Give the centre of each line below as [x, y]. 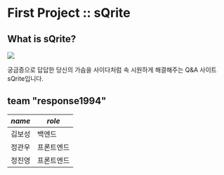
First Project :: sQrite [69, 13]
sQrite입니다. [26, 78]
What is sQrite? [42, 39]
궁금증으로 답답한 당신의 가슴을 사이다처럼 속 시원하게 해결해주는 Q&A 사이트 [112, 70]
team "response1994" [57, 101]
